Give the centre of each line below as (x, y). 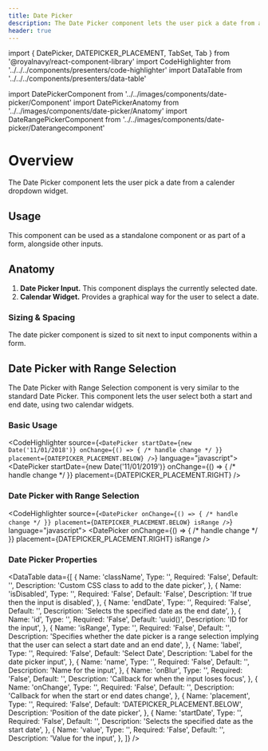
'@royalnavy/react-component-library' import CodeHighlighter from (120, 62)
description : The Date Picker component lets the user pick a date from (132, 23)
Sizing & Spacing (42, 317)
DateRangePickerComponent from (65, 120)
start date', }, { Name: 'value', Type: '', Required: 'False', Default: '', (117, 729)
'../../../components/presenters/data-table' (77, 79)
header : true (30, 30)
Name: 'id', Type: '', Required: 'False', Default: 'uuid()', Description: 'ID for (128, 619)
